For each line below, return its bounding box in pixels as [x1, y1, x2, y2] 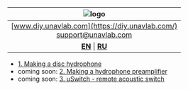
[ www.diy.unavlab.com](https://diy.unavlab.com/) [11, 21, 178, 30]
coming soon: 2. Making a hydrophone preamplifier [17, 67, 168, 75]
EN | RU [81, 42, 108, 51]
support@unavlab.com [56, 30, 133, 40]
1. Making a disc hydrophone [17, 60, 102, 68]
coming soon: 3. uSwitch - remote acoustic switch [17, 74, 165, 83]
